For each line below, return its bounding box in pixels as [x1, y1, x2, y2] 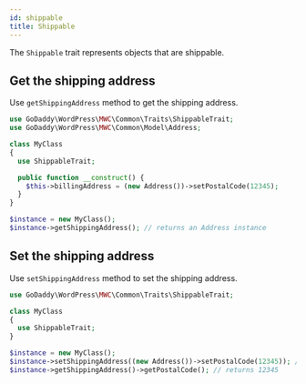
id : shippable [9, 13, 64, 23]
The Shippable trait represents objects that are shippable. [9, 46, 225, 57]
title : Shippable [9, 22, 76, 31]
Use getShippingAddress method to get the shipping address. [9, 97, 239, 108]
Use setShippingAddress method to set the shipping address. [9, 272, 239, 283]
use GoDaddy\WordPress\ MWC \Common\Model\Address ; [9, 124, 202, 133]
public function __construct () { [17, 173, 145, 182]
